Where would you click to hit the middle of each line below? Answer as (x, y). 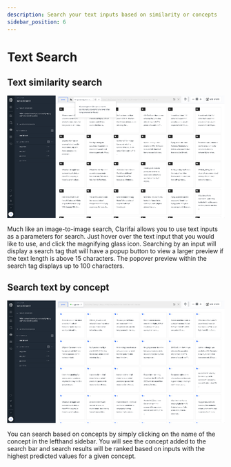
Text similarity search (55, 83)
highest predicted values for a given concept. (72, 456)
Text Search (42, 57)
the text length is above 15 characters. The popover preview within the (107, 258)
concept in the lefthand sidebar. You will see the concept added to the (107, 441)
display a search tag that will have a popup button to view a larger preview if (115, 251)
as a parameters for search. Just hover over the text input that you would (111, 236)
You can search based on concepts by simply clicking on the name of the (111, 434)
